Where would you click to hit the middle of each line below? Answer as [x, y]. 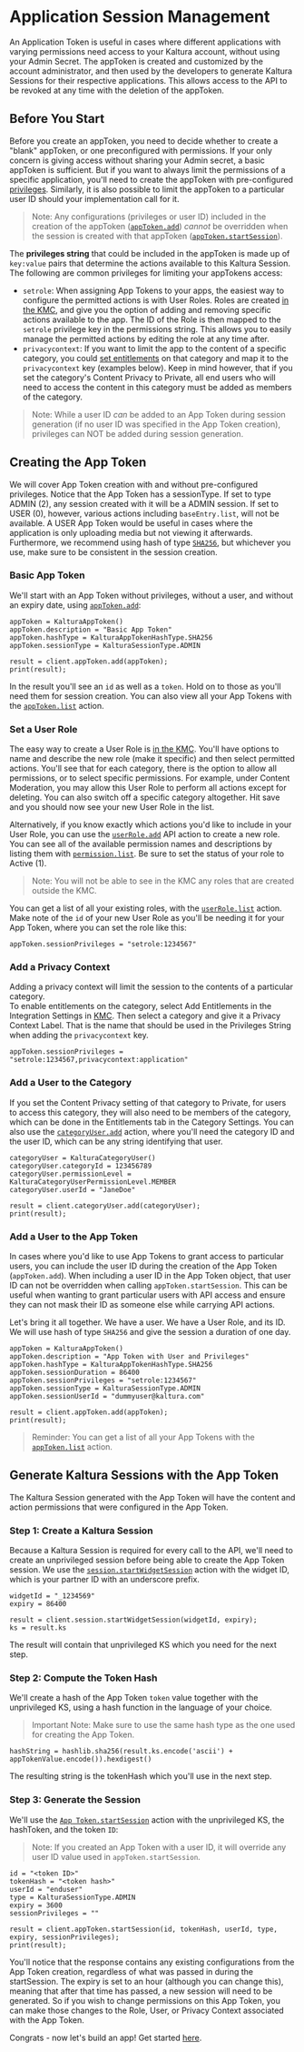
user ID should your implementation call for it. [94, 198]
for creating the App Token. [83, 1734]
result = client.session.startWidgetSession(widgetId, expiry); [133, 1620]
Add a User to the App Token [74, 1237]
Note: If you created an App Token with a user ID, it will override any [159, 1847]
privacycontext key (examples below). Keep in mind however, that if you [157, 368]
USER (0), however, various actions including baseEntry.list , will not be [144, 513]
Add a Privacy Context [60, 967]
